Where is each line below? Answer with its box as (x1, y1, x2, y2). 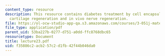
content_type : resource (5, 7, 54, 12)
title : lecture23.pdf (5, 39, 50, 44)
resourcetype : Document (5, 35, 54, 39)
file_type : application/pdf (5, 25, 63, 30)
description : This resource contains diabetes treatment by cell (5, 12, 141, 17)
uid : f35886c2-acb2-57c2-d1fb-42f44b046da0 (5, 43, 96, 48)
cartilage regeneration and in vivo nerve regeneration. (9, 16, 129, 21)
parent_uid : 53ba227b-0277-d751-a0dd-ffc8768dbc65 (5, 30, 111, 35)
